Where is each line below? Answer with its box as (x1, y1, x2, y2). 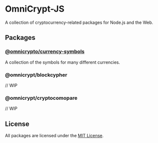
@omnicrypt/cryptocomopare (5, 94, 78, 101)
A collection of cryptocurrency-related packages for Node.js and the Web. (5, 19, 154, 25)
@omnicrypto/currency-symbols (5, 48, 85, 55)
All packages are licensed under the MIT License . (5, 133, 104, 139)
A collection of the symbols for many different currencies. (5, 59, 120, 65)
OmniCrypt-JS (5, 3, 64, 15)
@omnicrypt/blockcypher (5, 71, 67, 78)
